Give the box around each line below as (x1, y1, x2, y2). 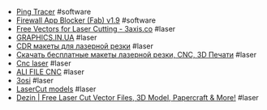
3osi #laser (15, 76, 54, 85)
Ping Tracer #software (15, 7, 92, 16)
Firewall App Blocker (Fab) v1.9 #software (15, 15, 157, 25)
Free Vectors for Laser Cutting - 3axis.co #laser (15, 24, 176, 33)
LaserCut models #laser (15, 84, 97, 94)
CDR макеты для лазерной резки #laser (15, 41, 154, 51)
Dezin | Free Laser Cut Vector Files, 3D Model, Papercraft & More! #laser (15, 93, 260, 102)
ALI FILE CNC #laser (15, 67, 85, 76)
